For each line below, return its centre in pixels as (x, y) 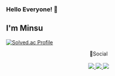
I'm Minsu (25, 28)
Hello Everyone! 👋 (32, 9)
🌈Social (99, 53)
